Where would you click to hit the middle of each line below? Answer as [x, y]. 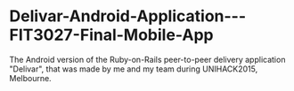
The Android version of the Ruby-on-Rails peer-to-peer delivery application [147, 59]
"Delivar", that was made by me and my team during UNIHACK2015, [134, 69]
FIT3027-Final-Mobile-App [111, 35]
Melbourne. [30, 78]
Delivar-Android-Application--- [128, 16]
